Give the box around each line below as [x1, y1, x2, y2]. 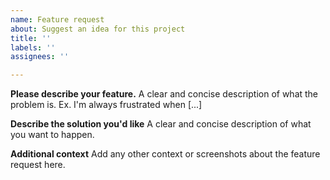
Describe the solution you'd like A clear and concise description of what [10, 118, 312, 130]
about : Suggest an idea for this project [10, 24, 186, 34]
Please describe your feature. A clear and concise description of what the [10, 88, 319, 100]
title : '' [10, 33, 52, 43]
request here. [10, 159, 66, 171]
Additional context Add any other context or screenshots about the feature [10, 148, 321, 160]
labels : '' [10, 42, 56, 53]
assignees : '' [10, 52, 70, 62]
